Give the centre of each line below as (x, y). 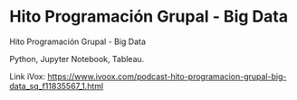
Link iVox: (28, 76)
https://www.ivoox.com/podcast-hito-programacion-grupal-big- (167, 76)
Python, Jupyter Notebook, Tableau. (77, 59)
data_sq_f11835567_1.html (57, 86)
